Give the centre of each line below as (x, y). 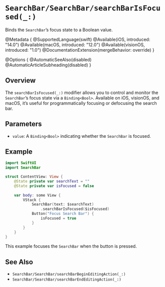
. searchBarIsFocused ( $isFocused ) (75, 209)
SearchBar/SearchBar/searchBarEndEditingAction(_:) (67, 280)
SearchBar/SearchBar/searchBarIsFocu (83, 8)
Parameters (24, 124)
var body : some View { (37, 195)
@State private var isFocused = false (54, 186)
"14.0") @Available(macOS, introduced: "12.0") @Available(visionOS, (75, 45)
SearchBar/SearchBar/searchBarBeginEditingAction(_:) (69, 275)
